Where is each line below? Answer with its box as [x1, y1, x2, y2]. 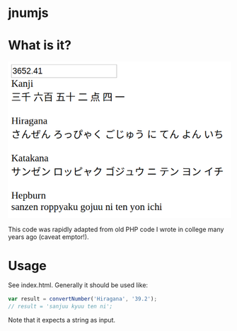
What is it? [8, 37, 72, 54]
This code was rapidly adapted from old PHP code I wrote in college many [8, 225, 224, 234]
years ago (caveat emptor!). [8, 233, 89, 241]
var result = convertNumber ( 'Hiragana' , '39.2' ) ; [8, 296, 158, 303]
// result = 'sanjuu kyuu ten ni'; [8, 303, 113, 310]
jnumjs [8, 5, 49, 21]
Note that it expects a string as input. [8, 316, 116, 325]
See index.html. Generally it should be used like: [8, 281, 148, 289]
